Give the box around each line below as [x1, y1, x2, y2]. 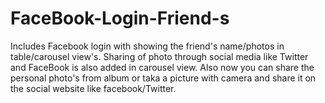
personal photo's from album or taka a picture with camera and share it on [10, 72, 317, 84]
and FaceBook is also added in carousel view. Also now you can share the [10, 61, 315, 73]
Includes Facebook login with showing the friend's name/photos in [10, 40, 285, 52]
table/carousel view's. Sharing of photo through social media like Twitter [10, 50, 309, 62]
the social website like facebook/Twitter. [10, 82, 177, 94]
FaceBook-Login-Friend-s [10, 7, 230, 30]
